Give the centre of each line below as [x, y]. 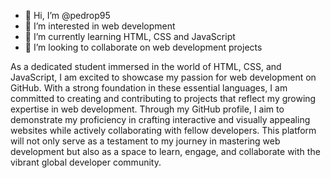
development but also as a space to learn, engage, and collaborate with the [165, 151]
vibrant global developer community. [86, 162]
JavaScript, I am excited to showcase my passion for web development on [163, 77]
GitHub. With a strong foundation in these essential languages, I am [149, 88]
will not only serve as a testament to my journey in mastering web [145, 141]
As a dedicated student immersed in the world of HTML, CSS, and [146, 66]
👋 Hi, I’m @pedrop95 [67, 15]
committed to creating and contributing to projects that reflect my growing [163, 98]
